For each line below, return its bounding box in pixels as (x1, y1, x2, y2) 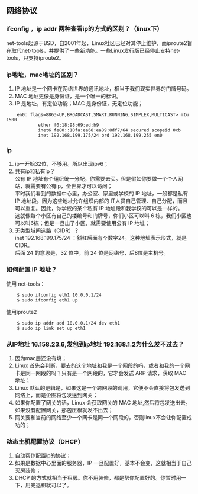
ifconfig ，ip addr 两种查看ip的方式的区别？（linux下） (6, 25, 163, 33)
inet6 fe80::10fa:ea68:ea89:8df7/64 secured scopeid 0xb (37, 127, 181, 133)
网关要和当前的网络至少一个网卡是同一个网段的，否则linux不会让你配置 (14, 413, 187, 421)
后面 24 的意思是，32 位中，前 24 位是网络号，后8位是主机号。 (14, 249, 170, 256)
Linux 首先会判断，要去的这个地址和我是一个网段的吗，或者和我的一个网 (14, 362, 190, 369)
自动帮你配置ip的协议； (14, 452, 72, 459)
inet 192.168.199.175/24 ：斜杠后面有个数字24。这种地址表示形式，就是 (14, 235, 187, 242)
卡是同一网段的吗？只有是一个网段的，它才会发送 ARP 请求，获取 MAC (14, 369, 187, 376)
